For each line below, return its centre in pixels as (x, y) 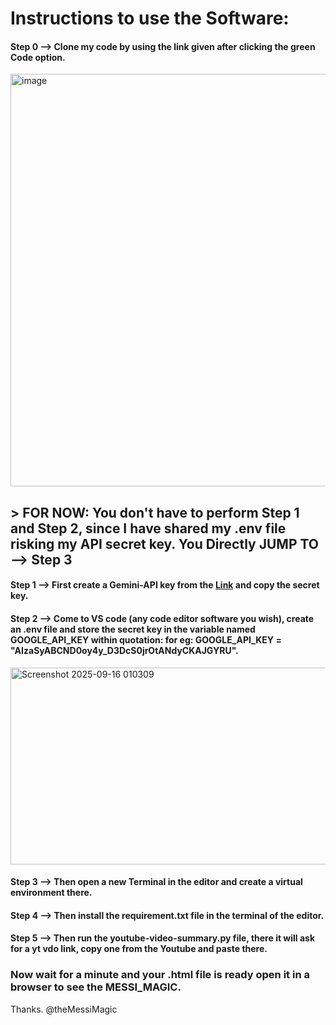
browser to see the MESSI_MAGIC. (96, 987)
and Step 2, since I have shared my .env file (148, 528)
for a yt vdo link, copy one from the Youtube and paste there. (139, 949)
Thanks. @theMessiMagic (64, 1009)
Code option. (38, 57)
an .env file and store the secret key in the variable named (133, 629)
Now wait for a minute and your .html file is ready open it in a (160, 975)
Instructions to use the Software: (150, 18)
